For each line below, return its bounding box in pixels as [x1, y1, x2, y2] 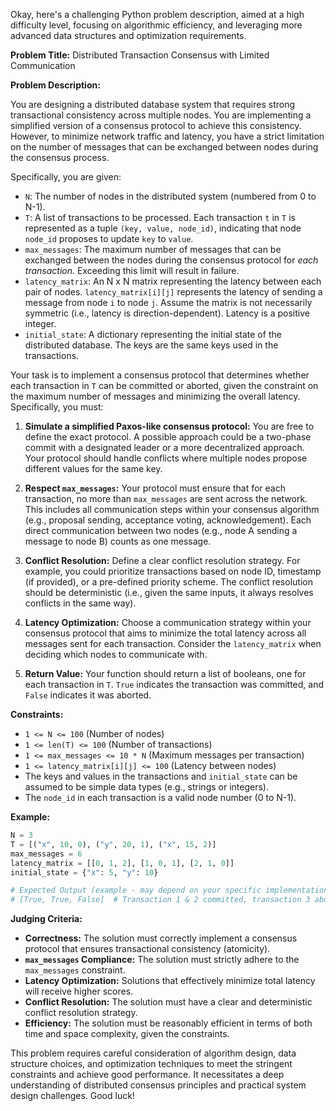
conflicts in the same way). [24, 597, 137, 609]
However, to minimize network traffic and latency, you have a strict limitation [10, 130, 325, 142]
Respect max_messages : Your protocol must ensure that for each [24, 482, 286, 494]
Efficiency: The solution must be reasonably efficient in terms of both [24, 1017, 313, 1029]
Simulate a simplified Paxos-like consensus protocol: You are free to [24, 420, 315, 432]
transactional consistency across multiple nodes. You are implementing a [10, 109, 312, 121]
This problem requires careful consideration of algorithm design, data [10, 1047, 297, 1059]
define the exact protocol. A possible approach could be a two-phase [24, 431, 312, 443]
